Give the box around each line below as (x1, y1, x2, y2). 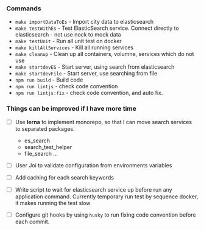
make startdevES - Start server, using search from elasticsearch (15, 63, 175, 71)
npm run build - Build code (15, 76, 83, 83)
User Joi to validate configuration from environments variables (15, 161, 172, 169)
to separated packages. (15, 125, 75, 132)
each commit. (15, 218, 50, 225)
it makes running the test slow (15, 199, 91, 206)
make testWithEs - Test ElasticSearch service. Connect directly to (15, 24, 180, 32)
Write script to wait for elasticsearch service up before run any (15, 186, 172, 193)
